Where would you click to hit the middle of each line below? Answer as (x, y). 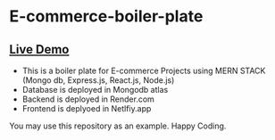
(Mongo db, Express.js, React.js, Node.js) (98, 80)
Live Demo (39, 49)
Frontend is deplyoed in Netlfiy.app (87, 108)
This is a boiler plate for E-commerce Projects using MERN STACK (144, 70)
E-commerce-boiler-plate (106, 16)
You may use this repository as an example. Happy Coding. (118, 126)
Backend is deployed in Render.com (88, 99)
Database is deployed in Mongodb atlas (95, 90)
